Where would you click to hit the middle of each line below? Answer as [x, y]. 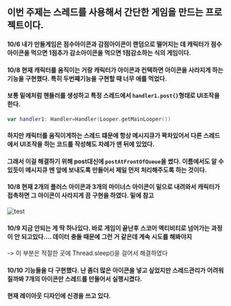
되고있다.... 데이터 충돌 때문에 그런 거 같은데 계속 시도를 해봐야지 [107, 236]
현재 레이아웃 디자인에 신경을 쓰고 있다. [59, 296]
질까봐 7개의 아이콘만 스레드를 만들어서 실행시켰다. [75, 278]
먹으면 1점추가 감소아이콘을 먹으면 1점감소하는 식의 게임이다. [111, 52]
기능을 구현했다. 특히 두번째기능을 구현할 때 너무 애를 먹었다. [87, 79]
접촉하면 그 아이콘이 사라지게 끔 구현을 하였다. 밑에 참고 [80, 196]
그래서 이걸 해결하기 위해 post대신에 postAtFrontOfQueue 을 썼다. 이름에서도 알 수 [115, 161]
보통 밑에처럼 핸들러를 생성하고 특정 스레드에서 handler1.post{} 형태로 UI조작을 [113, 96]
